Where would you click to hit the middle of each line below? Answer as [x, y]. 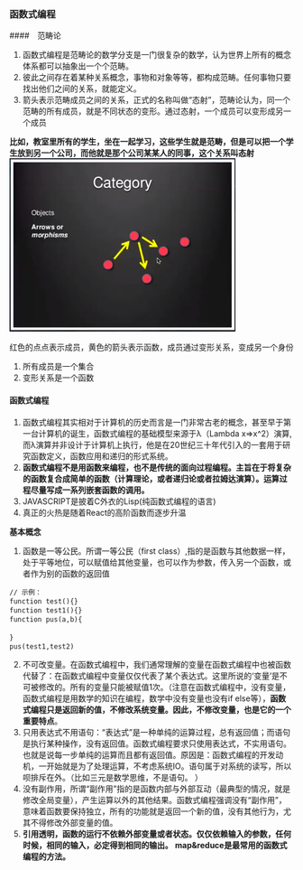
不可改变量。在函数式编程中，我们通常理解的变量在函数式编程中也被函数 [156, 664]
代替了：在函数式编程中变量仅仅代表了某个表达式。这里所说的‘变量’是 [151, 676]
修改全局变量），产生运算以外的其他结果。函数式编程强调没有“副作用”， [154, 800]
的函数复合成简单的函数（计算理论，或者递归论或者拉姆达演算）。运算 [151, 478]
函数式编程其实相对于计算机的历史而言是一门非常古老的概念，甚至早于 [153, 422]
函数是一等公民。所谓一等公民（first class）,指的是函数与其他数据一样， [156, 551]
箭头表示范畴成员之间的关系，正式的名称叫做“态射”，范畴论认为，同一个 [156, 100]
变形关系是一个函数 [58, 378]
